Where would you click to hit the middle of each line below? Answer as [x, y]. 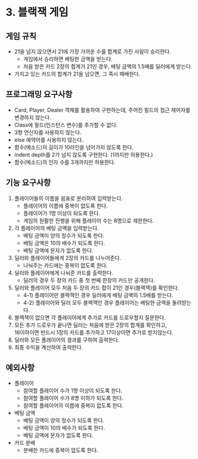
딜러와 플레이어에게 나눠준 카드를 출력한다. [64, 272]
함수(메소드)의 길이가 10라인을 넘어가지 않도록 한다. [74, 147]
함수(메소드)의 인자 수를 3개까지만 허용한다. [65, 162]
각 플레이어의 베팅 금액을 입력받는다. [56, 228]
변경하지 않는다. [33, 117]
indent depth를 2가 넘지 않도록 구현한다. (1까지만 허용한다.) [83, 154]
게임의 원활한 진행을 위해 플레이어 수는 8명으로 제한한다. [88, 221]
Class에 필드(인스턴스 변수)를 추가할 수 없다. [66, 125]
